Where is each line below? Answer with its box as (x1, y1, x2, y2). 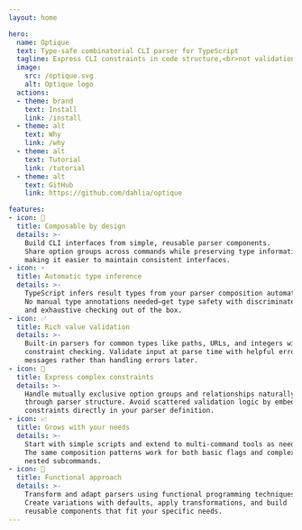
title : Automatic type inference (16, 272, 142, 281)
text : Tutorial (24, 155, 82, 164)
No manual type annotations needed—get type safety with (24, 297, 243, 306)
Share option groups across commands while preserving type (24, 247, 255, 256)
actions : (16, 87, 50, 97)
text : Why (24, 130, 62, 140)
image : (16, 63, 41, 72)
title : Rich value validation (16, 322, 130, 332)
